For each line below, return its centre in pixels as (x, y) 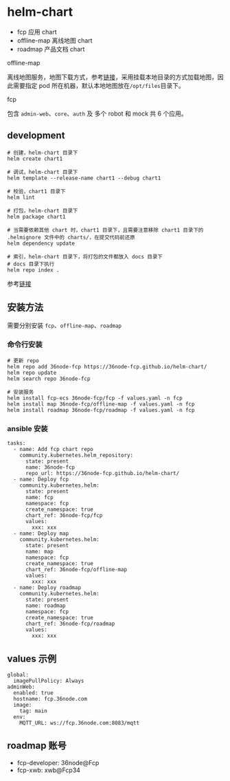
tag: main (34, 711)
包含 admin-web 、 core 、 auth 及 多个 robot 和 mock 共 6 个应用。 (97, 113)
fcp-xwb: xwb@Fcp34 (49, 770)
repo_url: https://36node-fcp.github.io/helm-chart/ (102, 474)
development (36, 136)
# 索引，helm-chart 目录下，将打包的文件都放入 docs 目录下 (85, 256)
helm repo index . (33, 270)
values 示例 (32, 658)
